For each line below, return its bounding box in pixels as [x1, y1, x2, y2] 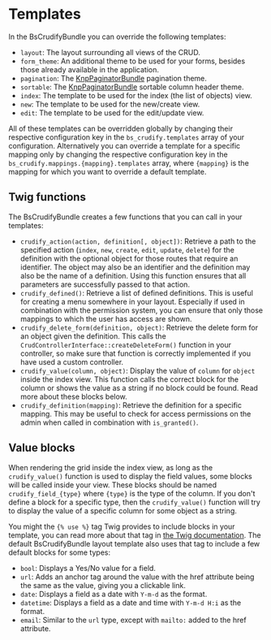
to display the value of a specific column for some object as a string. [8, 505, 238, 516]
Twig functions [8, 190, 87, 204]
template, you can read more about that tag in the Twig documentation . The [8, 530, 261, 540]
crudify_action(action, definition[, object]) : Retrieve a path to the [19, 236, 256, 246]
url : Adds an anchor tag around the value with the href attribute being [19, 572, 255, 582]
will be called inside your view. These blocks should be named [8, 480, 217, 490]
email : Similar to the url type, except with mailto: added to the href [19, 615, 247, 625]
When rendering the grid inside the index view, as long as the [8, 462, 213, 472]
